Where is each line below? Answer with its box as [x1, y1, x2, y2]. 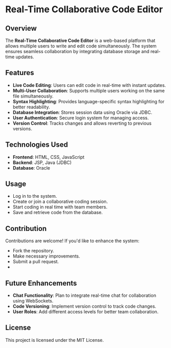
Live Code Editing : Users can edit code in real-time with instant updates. [12, 82, 166, 88]
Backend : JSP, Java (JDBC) [12, 159, 72, 166]
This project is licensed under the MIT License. [5, 337, 104, 343]
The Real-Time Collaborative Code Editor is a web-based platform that [5, 37, 156, 43]
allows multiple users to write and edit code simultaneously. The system [5, 43, 157, 49]
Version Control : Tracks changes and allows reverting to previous [12, 120, 152, 126]
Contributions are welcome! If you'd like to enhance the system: [5, 238, 139, 244]
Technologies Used [5, 141, 68, 149]
